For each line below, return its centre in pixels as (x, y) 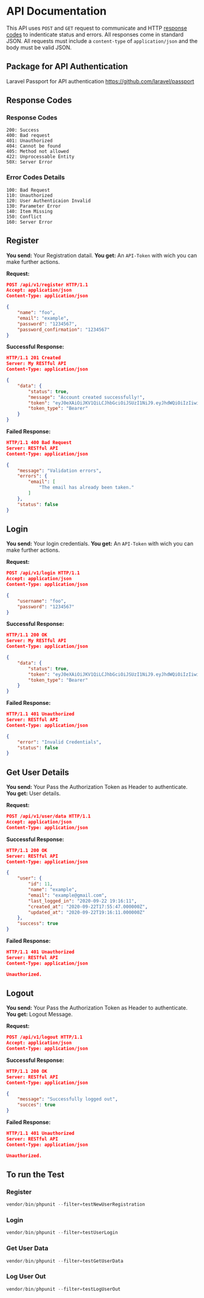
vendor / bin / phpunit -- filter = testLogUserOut (63, 1289)
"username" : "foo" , (42, 601)
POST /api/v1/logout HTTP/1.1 (45, 1037)
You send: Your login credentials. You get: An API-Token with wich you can (100, 544)
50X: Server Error (29, 162)
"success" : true (38, 924)
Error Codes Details (36, 178)
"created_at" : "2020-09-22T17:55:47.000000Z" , (88, 907)
